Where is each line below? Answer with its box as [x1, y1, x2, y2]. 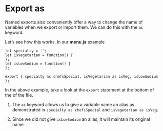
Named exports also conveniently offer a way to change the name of [5, 19, 143, 25]
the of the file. [5, 92, 33, 98]
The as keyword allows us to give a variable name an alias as [12, 101, 135, 108]
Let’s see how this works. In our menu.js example [5, 39, 105, 44]
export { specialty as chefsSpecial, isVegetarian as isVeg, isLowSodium [5, 74, 159, 79]
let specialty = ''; [5, 48, 47, 53]
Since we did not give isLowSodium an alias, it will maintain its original [12, 116, 150, 122]
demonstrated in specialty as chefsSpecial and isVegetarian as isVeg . [12, 107, 159, 112]
